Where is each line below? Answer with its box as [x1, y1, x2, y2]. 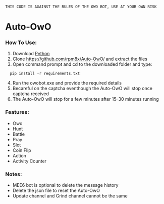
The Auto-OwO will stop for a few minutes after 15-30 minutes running [12, 96, 159, 102]
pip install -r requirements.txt [10, 71, 80, 76]
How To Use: [5, 39, 37, 46]
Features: [5, 109, 29, 116]
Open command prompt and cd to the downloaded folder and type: [12, 61, 152, 67]
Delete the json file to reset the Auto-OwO [12, 187, 100, 194]
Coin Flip [12, 147, 31, 153]
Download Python [12, 51, 50, 57]
